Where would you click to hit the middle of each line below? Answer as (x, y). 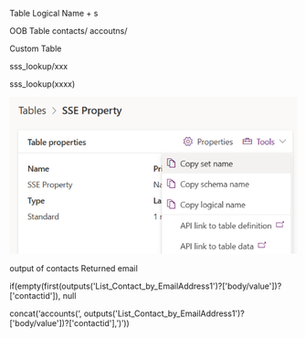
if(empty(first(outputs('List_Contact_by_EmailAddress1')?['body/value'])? (146, 286)
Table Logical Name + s (54, 13)
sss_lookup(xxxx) (42, 84)
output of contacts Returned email (74, 268)
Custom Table (36, 48)
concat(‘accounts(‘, (46, 313)
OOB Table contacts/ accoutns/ (68, 31)
